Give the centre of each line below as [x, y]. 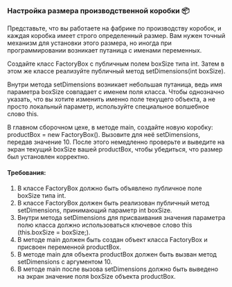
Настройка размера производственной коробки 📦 [98, 10]
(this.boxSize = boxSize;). [54, 232]
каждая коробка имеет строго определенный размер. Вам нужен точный [116, 36]
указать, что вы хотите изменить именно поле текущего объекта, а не [111, 100]
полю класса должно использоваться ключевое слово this [105, 225]
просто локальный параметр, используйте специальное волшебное [108, 107]
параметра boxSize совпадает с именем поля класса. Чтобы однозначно [116, 92]
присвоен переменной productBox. [69, 247]
